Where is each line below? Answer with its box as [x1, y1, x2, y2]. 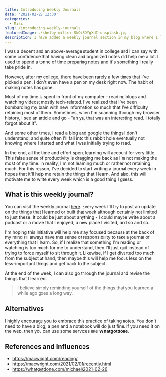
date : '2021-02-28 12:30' [5, 12, 58, 17]
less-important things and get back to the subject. [5, 260, 107, 266]
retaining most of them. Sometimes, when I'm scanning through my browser [5, 109, 160, 115]
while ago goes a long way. [17, 290, 73, 296]
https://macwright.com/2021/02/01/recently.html [12, 361, 111, 367]
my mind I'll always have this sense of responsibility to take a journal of [5, 234, 150, 240]
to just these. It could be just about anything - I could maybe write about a [5, 214, 156, 220]
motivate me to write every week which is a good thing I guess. [5, 176, 134, 182]
